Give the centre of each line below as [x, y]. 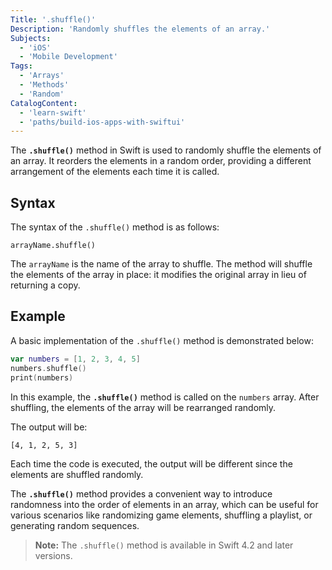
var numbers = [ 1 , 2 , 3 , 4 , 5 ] [75, 359]
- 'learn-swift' [53, 112]
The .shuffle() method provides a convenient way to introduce [141, 493]
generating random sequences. [75, 525]
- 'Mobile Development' [68, 57]
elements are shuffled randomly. [77, 474]
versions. [53, 555]
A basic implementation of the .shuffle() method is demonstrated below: [162, 340]
